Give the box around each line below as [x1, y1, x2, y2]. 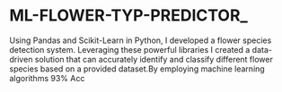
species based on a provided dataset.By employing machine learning [9, 63, 265, 74]
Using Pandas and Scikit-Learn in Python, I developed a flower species [9, 35, 272, 46]
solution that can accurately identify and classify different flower [34, 54, 274, 64]
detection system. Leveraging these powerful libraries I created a [9, 44, 251, 54]
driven [9, 54, 33, 64]
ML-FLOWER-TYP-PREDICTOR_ [9, 5, 249, 26]
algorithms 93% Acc [9, 72, 85, 83]
